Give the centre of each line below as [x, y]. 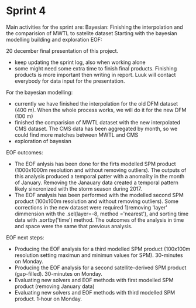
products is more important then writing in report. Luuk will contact [95, 75]
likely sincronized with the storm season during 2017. [78, 188]
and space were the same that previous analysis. [73, 226]
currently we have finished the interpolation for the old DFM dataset [96, 103]
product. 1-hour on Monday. [48, 299]
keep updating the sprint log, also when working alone [80, 62]
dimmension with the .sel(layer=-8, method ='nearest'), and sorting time [102, 214]
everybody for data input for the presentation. [70, 81]
